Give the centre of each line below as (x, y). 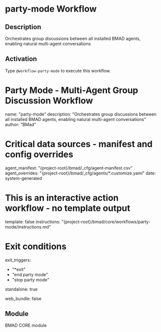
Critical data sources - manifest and (79, 144)
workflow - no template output (68, 208)
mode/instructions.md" (28, 227)
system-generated (24, 178)
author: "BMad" (21, 124)
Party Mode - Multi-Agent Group (72, 90)
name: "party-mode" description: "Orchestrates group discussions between (81, 114)
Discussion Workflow (49, 101)
